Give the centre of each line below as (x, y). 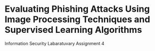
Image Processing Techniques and (77, 19)
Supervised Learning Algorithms (73, 30)
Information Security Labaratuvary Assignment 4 (55, 43)
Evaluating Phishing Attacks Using (77, 9)
